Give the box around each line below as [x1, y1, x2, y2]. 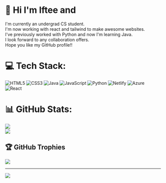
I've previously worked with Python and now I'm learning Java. [5, 31, 133, 37]
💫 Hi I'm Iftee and [5, 4, 76, 16]
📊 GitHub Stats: [5, 104, 73, 115]
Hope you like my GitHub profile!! [5, 42, 73, 48]
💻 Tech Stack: [5, 61, 66, 71]
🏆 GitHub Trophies [5, 143, 66, 152]
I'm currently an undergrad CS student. [5, 21, 85, 27]
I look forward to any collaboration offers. [5, 37, 89, 43]
